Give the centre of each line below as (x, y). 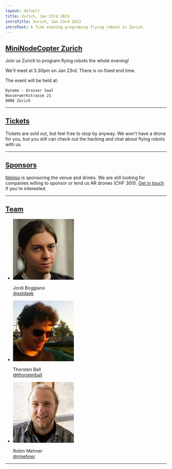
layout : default (23, 11)
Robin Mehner (27, 451)
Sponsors (21, 165)
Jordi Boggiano (29, 288)
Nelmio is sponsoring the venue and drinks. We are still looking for (75, 177)
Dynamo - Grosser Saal (29, 91)
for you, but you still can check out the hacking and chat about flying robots (85, 139)
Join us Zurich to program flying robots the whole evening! (67, 61)
